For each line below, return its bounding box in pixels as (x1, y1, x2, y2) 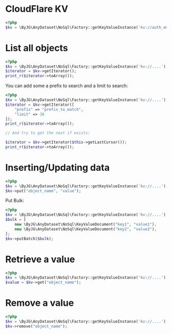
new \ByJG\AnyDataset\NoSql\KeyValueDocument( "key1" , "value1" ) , (14, 222, 157, 227)
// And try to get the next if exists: (5, 130, 91, 136)
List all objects (5, 42, 68, 54)
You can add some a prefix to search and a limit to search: (5, 83, 128, 89)
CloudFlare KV (5, 3, 68, 15)
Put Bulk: (5, 198, 25, 204)
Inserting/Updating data (5, 162, 110, 173)
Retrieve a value (5, 253, 75, 265)
